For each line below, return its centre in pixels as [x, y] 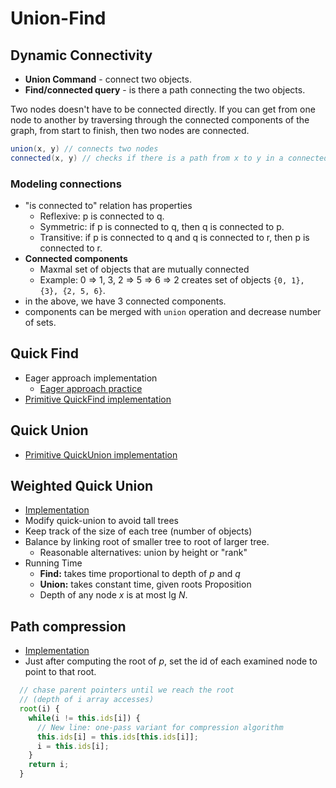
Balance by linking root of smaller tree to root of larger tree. [147, 542]
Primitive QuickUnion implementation [101, 454]
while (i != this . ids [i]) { [84, 718]
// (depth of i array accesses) [87, 700]
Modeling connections [66, 184]
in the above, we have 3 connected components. [125, 301]
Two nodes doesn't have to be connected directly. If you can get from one [163, 109]
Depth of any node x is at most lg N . [113, 595]
